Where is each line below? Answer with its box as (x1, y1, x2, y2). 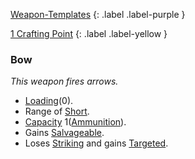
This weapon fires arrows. (10, 75, 119, 88)
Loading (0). (24, 95, 74, 107)
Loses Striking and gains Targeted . (24, 137, 169, 149)
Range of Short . (24, 105, 90, 118)
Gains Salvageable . (24, 127, 105, 139)
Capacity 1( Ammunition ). (24, 116, 127, 128)
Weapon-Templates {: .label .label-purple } (10, 9, 186, 20)
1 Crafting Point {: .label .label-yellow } (10, 28, 168, 39)
